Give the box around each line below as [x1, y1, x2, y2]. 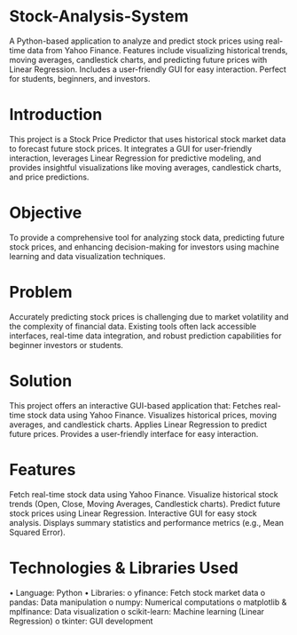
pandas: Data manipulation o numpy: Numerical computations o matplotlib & [9, 597, 287, 607]
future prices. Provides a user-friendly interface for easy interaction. [9, 428, 259, 439]
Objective [9, 202, 82, 223]
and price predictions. [9, 171, 90, 182]
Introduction [9, 105, 103, 125]
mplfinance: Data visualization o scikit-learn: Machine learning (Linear [9, 606, 264, 616]
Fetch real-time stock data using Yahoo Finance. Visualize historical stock [9, 488, 278, 499]
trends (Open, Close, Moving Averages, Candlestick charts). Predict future [9, 498, 281, 509]
